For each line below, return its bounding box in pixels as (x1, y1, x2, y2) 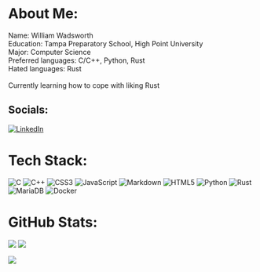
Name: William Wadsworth (8, 31, 94, 40)
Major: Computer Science (8, 47, 92, 56)
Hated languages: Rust (8, 63, 82, 73)
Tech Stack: (8, 151, 88, 169)
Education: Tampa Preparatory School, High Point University (8, 38, 203, 48)
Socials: (8, 103, 49, 117)
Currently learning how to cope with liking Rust (8, 80, 160, 90)
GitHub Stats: (8, 213, 98, 231)
